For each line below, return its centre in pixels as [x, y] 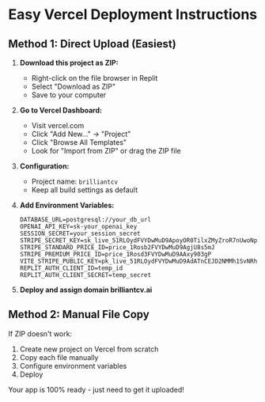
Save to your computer [69, 95]
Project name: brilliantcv [75, 181]
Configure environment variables [73, 366]
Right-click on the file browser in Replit [95, 78]
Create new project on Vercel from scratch [89, 349]
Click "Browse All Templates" [79, 142]
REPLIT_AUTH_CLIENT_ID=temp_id [71, 268]
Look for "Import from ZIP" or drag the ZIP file [106, 151]
